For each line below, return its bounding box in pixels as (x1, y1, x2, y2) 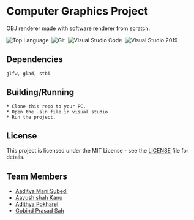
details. (6, 153, 25, 161)
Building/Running (6, 87, 75, 97)
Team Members (6, 171, 67, 181)
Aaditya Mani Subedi (15, 188, 68, 195)
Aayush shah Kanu (15, 194, 63, 202)
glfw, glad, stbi (6, 70, 51, 77)
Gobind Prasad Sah (15, 207, 64, 214)
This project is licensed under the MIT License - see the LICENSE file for (6, 147, 188, 154)
